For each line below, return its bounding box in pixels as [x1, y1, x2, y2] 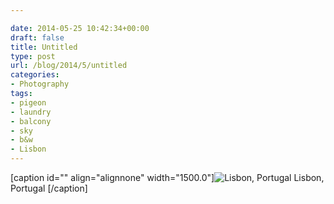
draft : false [10, 32, 65, 43]
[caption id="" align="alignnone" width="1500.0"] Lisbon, [10, 172, 325, 183]
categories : [10, 70, 60, 80]
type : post [10, 51, 56, 61]
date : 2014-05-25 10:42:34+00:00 [10, 23, 150, 33]
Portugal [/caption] [10, 182, 88, 194]
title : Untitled [10, 42, 78, 52]
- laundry [10, 107, 52, 117]
